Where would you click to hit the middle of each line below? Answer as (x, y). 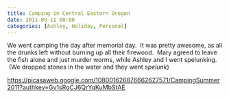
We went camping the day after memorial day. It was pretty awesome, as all (115, 46)
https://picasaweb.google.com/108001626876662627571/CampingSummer (113, 80)
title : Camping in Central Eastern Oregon (69, 13)
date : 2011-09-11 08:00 (41, 20)
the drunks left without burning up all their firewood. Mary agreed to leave (112, 52)
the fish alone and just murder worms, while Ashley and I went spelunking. (112, 60)
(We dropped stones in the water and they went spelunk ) (89, 67)
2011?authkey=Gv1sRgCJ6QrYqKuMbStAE (66, 87)
